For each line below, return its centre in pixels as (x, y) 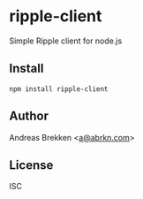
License (31, 165)
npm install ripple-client (59, 89)
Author (29, 116)
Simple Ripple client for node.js (66, 41)
